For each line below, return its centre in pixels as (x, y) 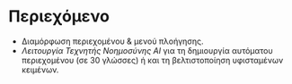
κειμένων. (40, 70)
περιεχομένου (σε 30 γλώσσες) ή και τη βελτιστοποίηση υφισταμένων (152, 60)
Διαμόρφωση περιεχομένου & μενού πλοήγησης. (112, 41)
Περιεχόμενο (59, 17)
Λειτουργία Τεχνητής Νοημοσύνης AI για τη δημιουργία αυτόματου (147, 50)
